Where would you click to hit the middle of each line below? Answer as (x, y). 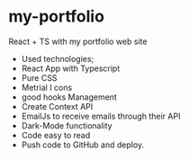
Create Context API (57, 106)
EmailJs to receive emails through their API (101, 116)
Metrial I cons (47, 87)
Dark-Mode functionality (67, 125)
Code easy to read (56, 135)
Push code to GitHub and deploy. (83, 145)
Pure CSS (39, 77)
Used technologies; (58, 58)
